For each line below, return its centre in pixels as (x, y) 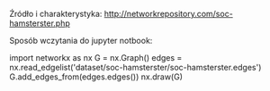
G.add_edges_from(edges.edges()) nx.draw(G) (96, 77)
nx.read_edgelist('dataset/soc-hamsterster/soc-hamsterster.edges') (135, 67)
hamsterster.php (40, 23)
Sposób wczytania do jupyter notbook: (81, 41)
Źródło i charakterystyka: (56, 14)
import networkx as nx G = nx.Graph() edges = (96, 58)
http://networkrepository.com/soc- (169, 14)
